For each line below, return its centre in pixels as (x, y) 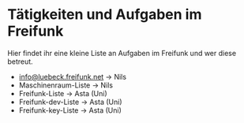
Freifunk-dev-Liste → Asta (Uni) (70, 102)
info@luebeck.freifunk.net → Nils (73, 76)
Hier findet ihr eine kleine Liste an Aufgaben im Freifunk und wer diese (122, 53)
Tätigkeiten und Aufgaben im (105, 15)
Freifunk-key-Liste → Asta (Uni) (70, 110)
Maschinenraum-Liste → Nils (66, 85)
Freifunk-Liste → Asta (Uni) (63, 93)
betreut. (20, 61)
